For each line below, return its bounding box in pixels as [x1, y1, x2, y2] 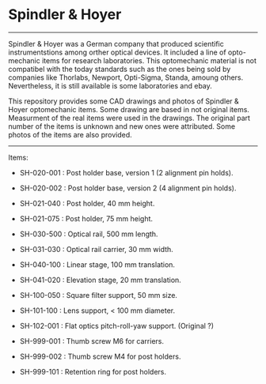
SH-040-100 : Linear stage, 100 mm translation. [19, 259, 176, 269]
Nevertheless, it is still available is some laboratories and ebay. [8, 81, 212, 90]
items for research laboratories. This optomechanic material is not [42, 55, 257, 65]
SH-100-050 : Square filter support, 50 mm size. [19, 290, 178, 299]
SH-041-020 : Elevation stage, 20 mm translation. [19, 275, 182, 284]
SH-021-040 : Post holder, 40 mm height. [19, 198, 155, 208]
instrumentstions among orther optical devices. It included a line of [8, 47, 227, 57]
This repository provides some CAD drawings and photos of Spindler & [8, 96, 239, 106]
